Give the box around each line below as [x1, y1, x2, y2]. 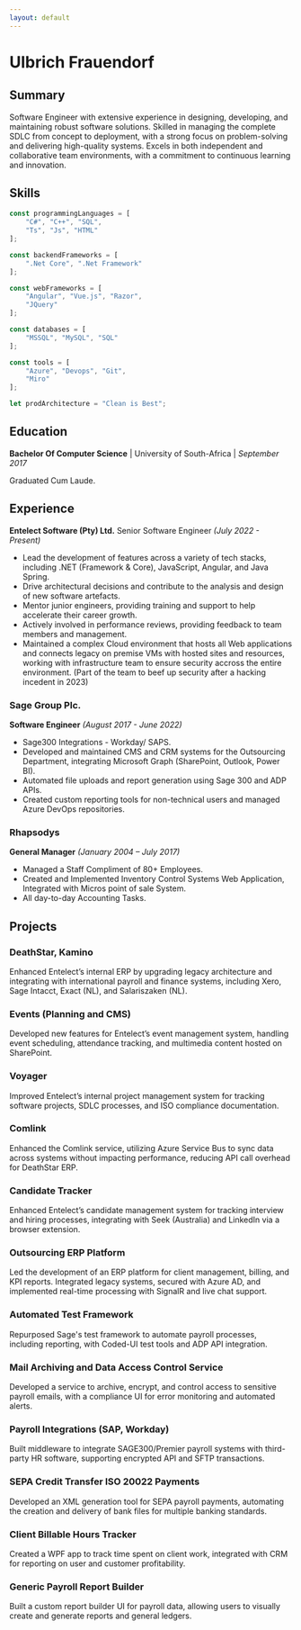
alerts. [9, 1400, 33, 1411]
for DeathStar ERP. [9, 1162, 79, 1173]
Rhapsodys [9, 825, 60, 838]
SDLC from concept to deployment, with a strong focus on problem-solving [9, 131, 288, 141]
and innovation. [9, 159, 67, 170]
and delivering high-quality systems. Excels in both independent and [9, 140, 263, 151]
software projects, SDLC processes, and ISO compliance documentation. [9, 1100, 279, 1111]
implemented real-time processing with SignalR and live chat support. [9, 1286, 268, 1297]
